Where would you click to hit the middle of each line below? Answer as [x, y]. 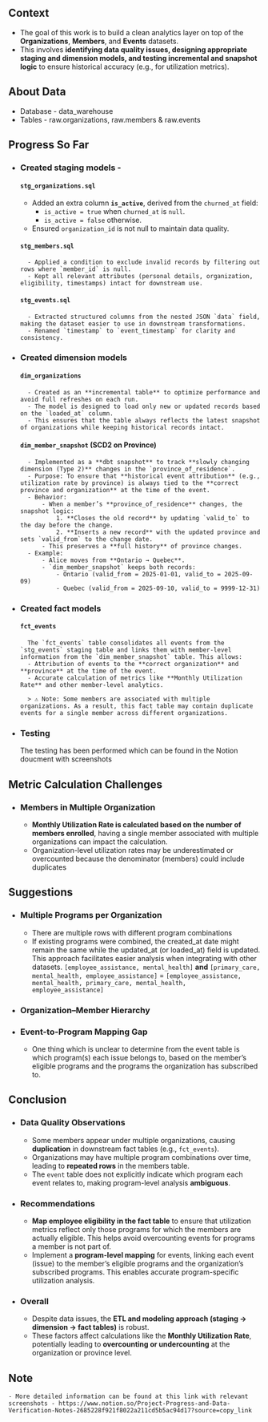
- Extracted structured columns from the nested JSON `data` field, [144, 317]
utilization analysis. [63, 1280]
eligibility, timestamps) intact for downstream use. [111, 284]
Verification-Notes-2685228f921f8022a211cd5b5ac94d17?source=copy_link [130, 1410]
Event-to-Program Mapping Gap [84, 1032]
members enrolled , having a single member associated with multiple [145, 833]
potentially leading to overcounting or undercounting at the [131, 1344]
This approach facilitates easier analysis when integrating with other [144, 958]
